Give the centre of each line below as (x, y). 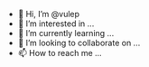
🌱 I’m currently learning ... (66, 33)
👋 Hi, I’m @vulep (48, 14)
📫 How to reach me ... (60, 53)
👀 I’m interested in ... (56, 24)
